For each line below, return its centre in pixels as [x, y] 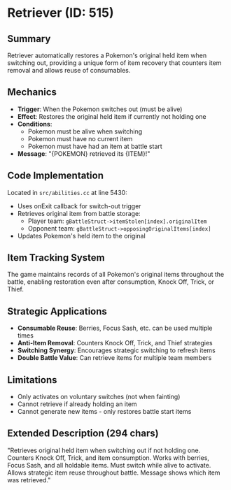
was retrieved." [29, 480]
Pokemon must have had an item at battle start [95, 146]
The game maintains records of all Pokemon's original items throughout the [116, 275]
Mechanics [32, 92]
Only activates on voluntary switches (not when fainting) [99, 397]
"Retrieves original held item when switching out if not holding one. [104, 450]
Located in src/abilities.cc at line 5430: [67, 192]
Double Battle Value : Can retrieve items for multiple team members [114, 358]
